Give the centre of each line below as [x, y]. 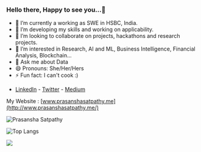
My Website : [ [24, 101]
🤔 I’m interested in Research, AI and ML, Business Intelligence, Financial [105, 49]
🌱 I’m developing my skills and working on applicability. [84, 29]
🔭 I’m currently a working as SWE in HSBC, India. [76, 23]
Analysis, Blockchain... [43, 56]
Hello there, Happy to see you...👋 [56, 10]
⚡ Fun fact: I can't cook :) [47, 75]
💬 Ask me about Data [42, 62]
